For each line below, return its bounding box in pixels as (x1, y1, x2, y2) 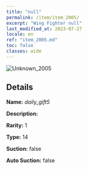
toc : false (6, 43, 34, 49)
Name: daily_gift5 (6, 98, 50, 106)
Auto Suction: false (6, 156, 55, 164)
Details (6, 82, 33, 92)
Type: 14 (6, 133, 28, 141)
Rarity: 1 (6, 121, 27, 129)
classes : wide (6, 48, 42, 54)
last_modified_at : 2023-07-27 (6, 25, 83, 32)
